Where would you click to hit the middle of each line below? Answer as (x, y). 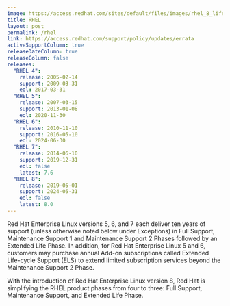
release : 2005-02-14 (49, 77)
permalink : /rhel (32, 33)
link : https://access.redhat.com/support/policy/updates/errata (101, 39)
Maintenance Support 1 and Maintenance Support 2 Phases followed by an (112, 238)
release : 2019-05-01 (49, 186)
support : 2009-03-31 (49, 84)
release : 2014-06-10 (49, 154)
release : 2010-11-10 (49, 128)
